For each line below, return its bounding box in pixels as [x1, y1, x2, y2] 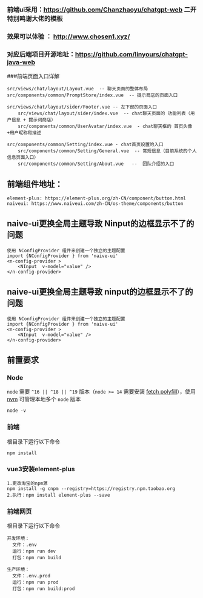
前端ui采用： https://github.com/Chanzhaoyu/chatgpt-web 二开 [7, 5, 197, 13]
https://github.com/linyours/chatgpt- [75, 50, 188, 58]
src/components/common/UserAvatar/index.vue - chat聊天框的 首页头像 [18, 123, 193, 130]
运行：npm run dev [12, 548, 56, 554]
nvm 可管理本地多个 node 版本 [7, 395, 81, 403]
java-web [7, 58, 36, 66]
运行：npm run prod [12, 579, 59, 586]
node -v [7, 408, 27, 414]
